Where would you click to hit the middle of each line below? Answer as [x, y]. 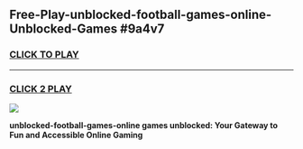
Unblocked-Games [64, 29]
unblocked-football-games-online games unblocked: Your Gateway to [143, 125]
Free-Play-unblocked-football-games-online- [141, 15]
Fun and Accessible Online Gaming [76, 135]
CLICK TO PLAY [44, 55]
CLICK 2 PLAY [41, 88]
